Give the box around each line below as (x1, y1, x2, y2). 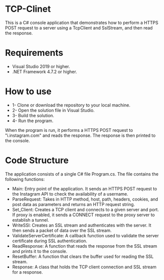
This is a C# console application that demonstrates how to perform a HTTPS (5, 20, 159, 25)
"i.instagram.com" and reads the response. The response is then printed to (5, 132, 156, 138)
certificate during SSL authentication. (12, 238, 87, 244)
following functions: (5, 176, 45, 182)
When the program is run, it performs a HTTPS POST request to (5, 127, 133, 133)
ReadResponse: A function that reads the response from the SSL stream (12, 243, 157, 249)
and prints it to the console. (12, 248, 67, 254)
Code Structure (5, 155, 69, 166)
